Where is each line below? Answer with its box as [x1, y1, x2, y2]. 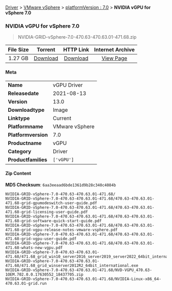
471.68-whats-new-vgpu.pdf [5, 245, 63, 250]
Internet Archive [94, 46, 135, 53]
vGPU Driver [53, 81, 83, 88]
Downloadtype [8, 106, 45, 113]
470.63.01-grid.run [5, 281, 47, 286]
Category [8, 148, 32, 155]
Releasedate [8, 89, 39, 96]
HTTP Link [63, 46, 90, 53]
